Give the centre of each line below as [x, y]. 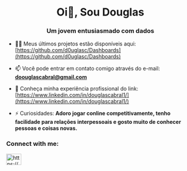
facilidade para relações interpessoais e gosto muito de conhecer [98, 122]
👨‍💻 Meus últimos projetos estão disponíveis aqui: [75, 44]
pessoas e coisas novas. [46, 129]
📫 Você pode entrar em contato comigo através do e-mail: [87, 69]
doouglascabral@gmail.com [51, 77]
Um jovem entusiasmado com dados [100, 31]
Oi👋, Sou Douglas [100, 12]
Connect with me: [33, 144]
